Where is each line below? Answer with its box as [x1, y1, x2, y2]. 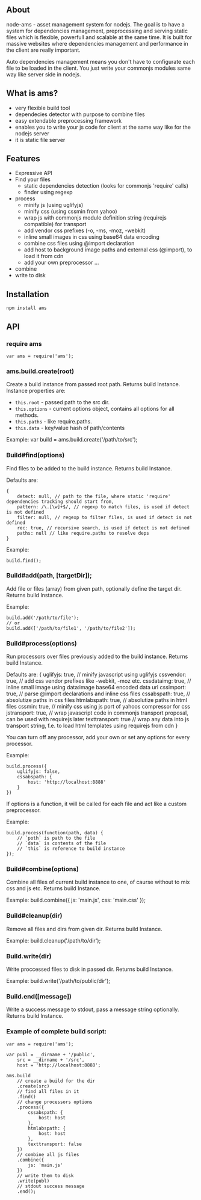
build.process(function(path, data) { [6, 830, 104, 836]
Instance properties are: [6, 387, 66, 395]
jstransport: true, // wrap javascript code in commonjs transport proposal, [6, 709, 188, 716]
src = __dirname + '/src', [17, 1057, 85, 1063]
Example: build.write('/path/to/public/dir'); [6, 977, 111, 985]
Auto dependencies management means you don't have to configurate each [6, 58, 196, 65]
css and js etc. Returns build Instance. [6, 885, 101, 892]
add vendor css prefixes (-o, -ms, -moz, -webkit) [23, 227, 146, 234]
